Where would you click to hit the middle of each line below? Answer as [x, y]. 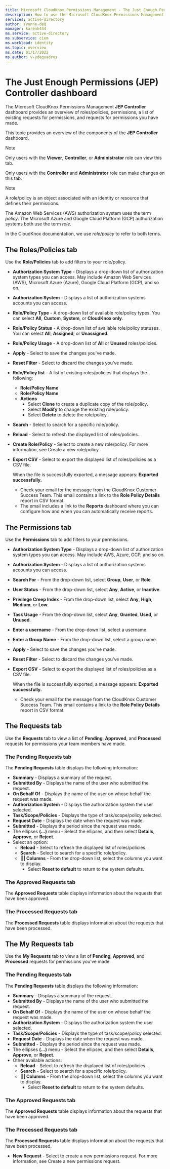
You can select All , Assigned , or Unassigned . [60, 334]
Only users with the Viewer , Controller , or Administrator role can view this [83, 158]
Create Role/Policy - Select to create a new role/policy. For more [80, 444]
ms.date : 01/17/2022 [27, 52]
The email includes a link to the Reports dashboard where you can [90, 506]
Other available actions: [37, 1060]
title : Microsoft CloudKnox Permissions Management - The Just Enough [81, 10]
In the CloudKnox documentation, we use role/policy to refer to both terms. [83, 234]
